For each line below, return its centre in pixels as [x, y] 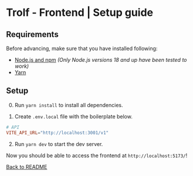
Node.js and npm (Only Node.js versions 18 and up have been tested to [101, 60]
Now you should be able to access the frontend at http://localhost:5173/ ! [97, 155]
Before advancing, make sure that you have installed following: [82, 48]
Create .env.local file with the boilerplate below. [74, 116]
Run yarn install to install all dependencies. [69, 105]
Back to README [27, 167]
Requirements [32, 34]
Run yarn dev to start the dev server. [59, 144]
